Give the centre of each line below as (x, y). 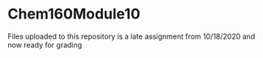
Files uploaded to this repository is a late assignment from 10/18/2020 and (131, 36)
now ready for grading (45, 44)
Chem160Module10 (74, 14)
